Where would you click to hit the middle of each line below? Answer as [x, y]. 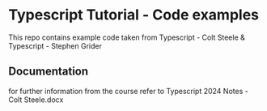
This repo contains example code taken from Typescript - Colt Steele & [127, 37]
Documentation [49, 72]
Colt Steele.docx [36, 100]
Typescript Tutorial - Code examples [134, 15]
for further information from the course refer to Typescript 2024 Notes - [128, 91]
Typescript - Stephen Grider [55, 45]
